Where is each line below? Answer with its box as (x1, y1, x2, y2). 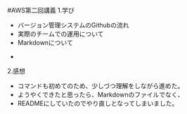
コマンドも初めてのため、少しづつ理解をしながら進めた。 (17, 82, 184, 90)
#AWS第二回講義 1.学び (7, 6, 75, 14)
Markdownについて (17, 38, 74, 47)
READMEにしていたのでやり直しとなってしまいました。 (17, 99, 179, 107)
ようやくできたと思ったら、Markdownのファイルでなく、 (17, 90, 184, 99)
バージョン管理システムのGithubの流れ (17, 21, 129, 29)
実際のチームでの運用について (17, 30, 104, 38)
